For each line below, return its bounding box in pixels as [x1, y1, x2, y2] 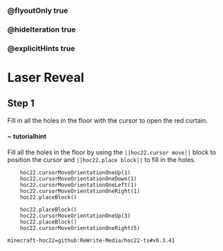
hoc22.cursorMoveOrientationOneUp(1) [20, 169, 131, 176]
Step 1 [7, 97, 35, 109]
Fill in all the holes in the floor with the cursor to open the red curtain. [7, 116, 208, 125]
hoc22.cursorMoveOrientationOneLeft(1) [20, 181, 138, 188]
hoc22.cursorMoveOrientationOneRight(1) [20, 188, 140, 195]
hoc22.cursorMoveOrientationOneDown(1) [20, 175, 138, 182]
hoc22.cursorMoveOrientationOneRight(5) [20, 224, 140, 231]
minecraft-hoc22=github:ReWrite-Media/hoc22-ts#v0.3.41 [7, 237, 175, 244]
